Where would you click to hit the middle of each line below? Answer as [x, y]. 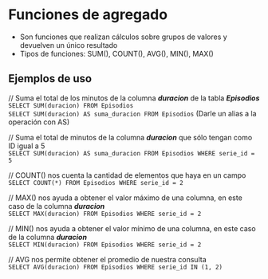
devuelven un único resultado [69, 45]
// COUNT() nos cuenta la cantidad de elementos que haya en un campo [127, 175]
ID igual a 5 [27, 146]
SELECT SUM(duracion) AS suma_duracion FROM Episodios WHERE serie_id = [132, 153]
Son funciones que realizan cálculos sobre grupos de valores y [123, 37]
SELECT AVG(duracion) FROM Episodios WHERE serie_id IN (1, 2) [116, 267]
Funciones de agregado [88, 15]
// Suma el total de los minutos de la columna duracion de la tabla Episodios [134, 98]
